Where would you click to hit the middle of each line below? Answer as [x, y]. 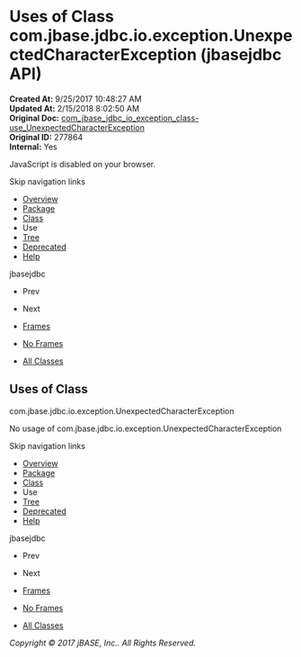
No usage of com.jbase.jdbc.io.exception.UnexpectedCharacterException [146, 428]
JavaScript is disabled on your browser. [83, 164]
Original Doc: [35, 118]
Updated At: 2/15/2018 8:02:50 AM [75, 108]
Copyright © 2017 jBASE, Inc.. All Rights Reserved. [102, 643]
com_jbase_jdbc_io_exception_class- [130, 118]
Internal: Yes [34, 147]
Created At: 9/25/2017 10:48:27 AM [75, 99]
